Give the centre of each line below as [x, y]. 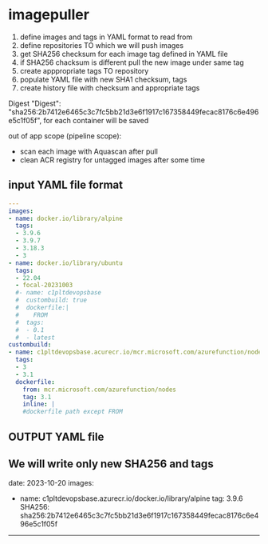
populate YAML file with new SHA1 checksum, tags [103, 79]
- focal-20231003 [44, 286]
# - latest [35, 338]
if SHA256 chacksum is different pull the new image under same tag [132, 62]
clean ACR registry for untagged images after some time [112, 160]
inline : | [39, 404]
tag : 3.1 [37, 397]
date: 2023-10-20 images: [51, 483]
